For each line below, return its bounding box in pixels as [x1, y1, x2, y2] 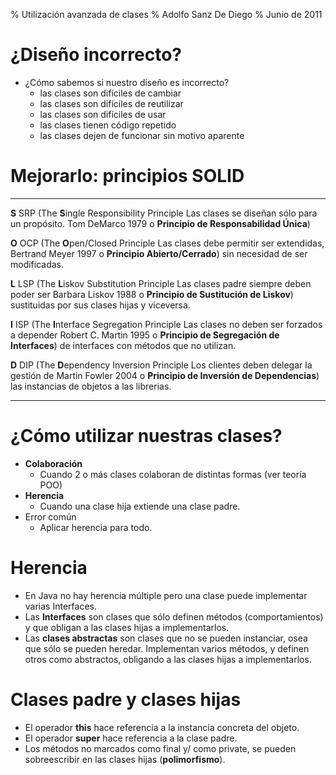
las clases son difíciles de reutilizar [39, 97, 184, 109]
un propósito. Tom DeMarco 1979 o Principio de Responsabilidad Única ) [10, 217, 311, 229]
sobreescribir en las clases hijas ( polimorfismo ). [24, 753, 226, 765]
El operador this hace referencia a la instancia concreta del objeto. [24, 721, 300, 733]
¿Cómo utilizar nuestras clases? [10, 425, 283, 448]
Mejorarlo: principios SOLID [10, 165, 245, 188]
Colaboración [24, 457, 83, 469]
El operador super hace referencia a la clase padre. [24, 732, 238, 744]
